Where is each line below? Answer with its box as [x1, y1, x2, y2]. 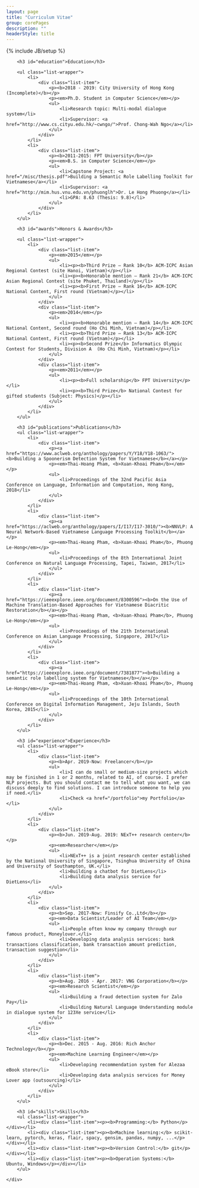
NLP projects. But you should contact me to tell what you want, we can [6, 780, 191, 786]
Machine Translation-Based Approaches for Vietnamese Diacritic [6, 602, 169, 608]
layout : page [6, 8, 39, 15]
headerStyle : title [6, 31, 55, 37]
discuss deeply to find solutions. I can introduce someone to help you [6, 785, 191, 791]
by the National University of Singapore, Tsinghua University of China [6, 858, 191, 864]
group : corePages [6, 20, 49, 26]
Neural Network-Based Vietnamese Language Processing [6, 529, 143, 535]
